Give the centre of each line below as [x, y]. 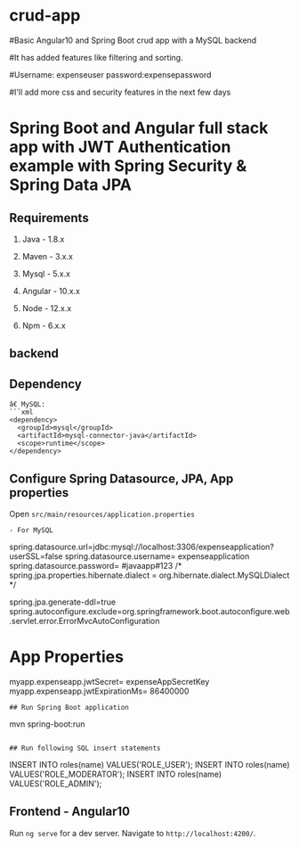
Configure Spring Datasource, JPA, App [121, 478]
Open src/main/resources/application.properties [102, 514]
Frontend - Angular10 [70, 812]
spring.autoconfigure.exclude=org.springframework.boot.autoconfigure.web [149, 611]
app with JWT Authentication [120, 147]
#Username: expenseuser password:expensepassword [110, 74]
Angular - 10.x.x [51, 291]
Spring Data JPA [70, 185]
